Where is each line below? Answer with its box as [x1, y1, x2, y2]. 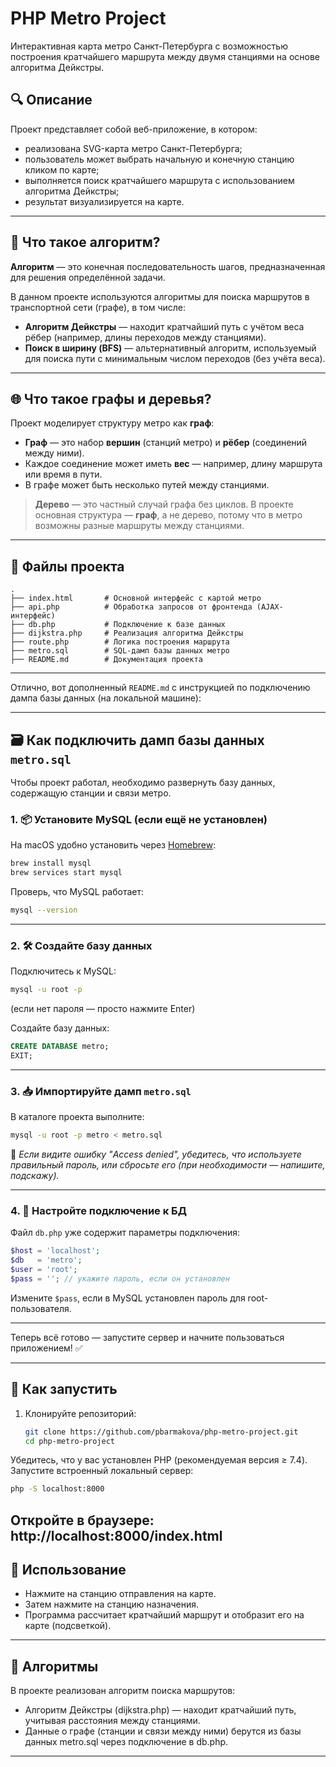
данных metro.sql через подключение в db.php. [24, 1736, 229, 1748]
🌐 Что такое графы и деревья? [10, 390, 212, 407]
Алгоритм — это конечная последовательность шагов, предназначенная [10, 260, 326, 272]
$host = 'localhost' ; [10, 1246, 101, 1256]
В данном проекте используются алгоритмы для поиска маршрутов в [10, 290, 310, 302]
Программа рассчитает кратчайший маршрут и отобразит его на [24, 1609, 305, 1621]
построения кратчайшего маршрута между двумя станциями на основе [10, 50, 320, 62]
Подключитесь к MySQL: [10, 965, 117, 977]
